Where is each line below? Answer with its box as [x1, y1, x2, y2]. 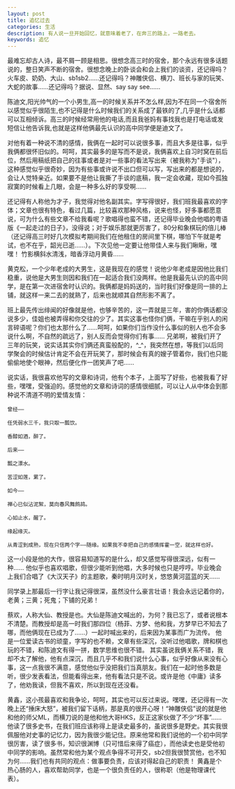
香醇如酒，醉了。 [7, 433, 50, 440]
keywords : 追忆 [7, 36, 50, 43]
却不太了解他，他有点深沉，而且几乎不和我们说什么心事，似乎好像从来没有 [7, 655, 222, 663]
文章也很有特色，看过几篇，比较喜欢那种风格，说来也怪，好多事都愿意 [19, 206, 222, 214]
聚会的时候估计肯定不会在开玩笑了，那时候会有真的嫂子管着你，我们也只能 [13, 349, 228, 358]
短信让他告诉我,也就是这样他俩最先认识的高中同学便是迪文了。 [7, 124, 187, 132]
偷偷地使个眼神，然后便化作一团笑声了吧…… [7, 358, 135, 367]
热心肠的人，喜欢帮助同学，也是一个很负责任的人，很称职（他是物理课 [7, 766, 210, 774]
